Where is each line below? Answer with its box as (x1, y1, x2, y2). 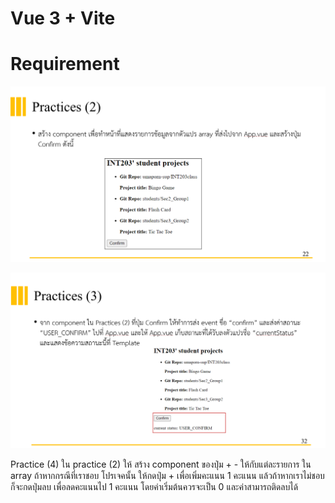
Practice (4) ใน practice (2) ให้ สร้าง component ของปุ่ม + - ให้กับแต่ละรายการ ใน (10, 458, 312, 471)
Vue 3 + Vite (10, 7, 116, 30)
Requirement (10, 53, 120, 76)
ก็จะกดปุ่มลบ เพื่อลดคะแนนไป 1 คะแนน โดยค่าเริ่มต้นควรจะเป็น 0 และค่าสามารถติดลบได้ (10, 481, 299, 493)
